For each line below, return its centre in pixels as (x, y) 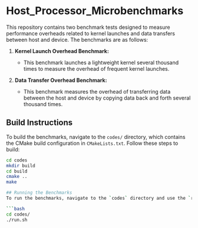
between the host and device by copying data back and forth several (107, 98)
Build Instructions (39, 123)
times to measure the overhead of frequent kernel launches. (96, 68)
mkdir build (21, 166)
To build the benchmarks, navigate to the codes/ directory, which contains (96, 137)
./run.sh (17, 220)
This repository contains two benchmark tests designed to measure (88, 27)
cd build (17, 171)
